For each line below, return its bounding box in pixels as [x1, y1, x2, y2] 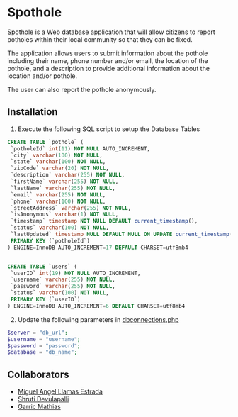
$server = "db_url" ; [7, 329, 69, 336]
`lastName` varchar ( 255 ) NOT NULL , [10, 184, 115, 191]
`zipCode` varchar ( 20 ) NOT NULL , [10, 165, 110, 172]
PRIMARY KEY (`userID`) [10, 296, 81, 303]
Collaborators [7, 368, 69, 380]
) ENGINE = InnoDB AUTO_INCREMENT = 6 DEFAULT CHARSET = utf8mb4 [7, 302, 186, 309]
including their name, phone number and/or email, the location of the [7, 56, 208, 65]
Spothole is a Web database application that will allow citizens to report [7, 28, 215, 36]
